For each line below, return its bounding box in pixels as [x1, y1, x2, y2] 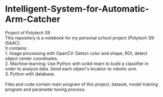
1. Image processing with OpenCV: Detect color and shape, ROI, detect [5, 50, 148, 56]
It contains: [5, 45, 28, 51]
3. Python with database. [5, 71, 55, 77]
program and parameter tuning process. [5, 86, 86, 92]
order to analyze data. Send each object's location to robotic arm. [5, 65, 138, 71]
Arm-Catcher [5, 14, 61, 25]
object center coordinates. [5, 55, 59, 61]
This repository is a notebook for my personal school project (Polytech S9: [5, 35, 155, 41]
